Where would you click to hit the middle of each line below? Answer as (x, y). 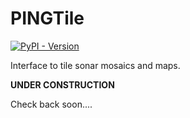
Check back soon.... (51, 104)
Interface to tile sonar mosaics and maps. (95, 65)
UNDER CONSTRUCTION (62, 84)
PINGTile (47, 18)
